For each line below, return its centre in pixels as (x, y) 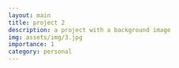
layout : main (30, 15)
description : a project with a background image (89, 30)
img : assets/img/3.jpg (45, 37)
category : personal (40, 52)
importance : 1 (32, 45)
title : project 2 (37, 23)
